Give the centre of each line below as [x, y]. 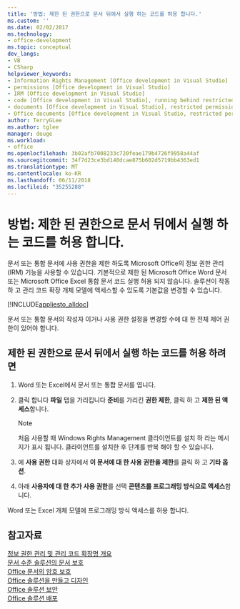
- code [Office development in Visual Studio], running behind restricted [121, 101]
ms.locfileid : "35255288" [46, 187]
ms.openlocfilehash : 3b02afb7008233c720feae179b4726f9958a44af [104, 154]
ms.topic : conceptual [40, 47]
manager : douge [30, 134]
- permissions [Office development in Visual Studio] [89, 87]
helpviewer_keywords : [40, 74]
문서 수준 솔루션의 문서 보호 [46, 563]
